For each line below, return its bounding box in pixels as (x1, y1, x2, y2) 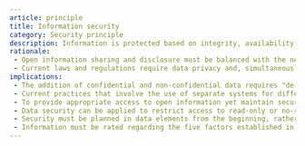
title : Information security (9, 22, 120, 31)
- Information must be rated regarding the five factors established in (13, 123, 295, 132)
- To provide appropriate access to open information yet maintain (13, 97, 274, 107)
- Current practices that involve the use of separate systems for (13, 89, 274, 98)
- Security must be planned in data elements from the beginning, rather (13, 114, 299, 123)
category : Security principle (9, 30, 124, 39)
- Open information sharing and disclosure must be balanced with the (13, 55, 286, 64)
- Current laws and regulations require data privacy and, (13, 64, 242, 73)
